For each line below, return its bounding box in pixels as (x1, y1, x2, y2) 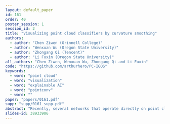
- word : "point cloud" (10, 73, 58, 78)
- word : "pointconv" (10, 87, 53, 93)
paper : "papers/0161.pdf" (5, 97, 60, 102)
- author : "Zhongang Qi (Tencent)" (10, 50, 85, 55)
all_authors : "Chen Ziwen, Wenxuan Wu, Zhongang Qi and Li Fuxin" (5, 59, 148, 64)
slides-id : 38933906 (5, 111, 49, 116)
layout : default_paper (5, 7, 53, 13)
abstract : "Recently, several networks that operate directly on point (5, 106, 159, 111)
